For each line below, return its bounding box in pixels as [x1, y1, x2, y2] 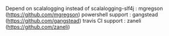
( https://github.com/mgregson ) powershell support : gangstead [5, 11, 158, 18]
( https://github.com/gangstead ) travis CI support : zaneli [5, 17, 142, 24]
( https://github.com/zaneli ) [5, 23, 70, 30]
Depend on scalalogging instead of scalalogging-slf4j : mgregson [5, 5, 163, 12]
